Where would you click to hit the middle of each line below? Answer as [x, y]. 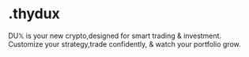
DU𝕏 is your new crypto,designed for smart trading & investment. [115, 36]
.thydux [34, 14]
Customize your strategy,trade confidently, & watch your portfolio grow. [124, 44]
